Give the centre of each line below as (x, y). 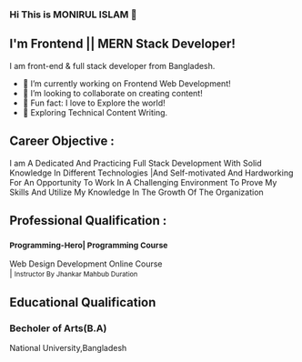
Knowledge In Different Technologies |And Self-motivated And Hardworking (151, 173)
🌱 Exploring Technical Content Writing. (95, 112)
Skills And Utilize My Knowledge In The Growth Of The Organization (136, 192)
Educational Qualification (83, 302)
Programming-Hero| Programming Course (89, 245)
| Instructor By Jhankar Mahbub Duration (74, 274)
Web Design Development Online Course (86, 264)
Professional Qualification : (88, 221)
